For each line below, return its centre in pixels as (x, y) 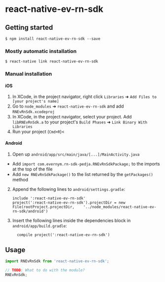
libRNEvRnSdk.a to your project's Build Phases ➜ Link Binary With (80, 122)
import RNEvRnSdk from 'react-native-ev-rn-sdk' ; (57, 261)
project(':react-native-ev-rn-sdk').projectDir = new (69, 202)
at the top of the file (32, 169)
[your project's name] (36, 102)
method (20, 179)
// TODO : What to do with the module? (45, 270)
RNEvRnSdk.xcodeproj (33, 112)
